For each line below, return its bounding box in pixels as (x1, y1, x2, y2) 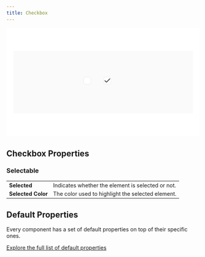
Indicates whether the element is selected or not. (53, 181, 177, 189)
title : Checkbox (6, 10, 48, 16)
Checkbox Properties (6, 148, 90, 158)
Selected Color (9, 190, 48, 197)
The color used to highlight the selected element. (53, 190, 177, 197)
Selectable (6, 166, 39, 175)
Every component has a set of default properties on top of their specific (6, 226, 188, 233)
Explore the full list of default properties (6, 244, 107, 251)
